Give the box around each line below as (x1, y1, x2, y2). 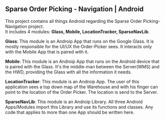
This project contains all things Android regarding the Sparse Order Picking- (5, 18, 161, 24)
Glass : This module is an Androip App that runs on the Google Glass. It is (5, 38, 154, 44)
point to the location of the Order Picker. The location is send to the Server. (5, 89, 158, 95)
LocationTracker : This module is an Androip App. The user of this (5, 78, 140, 84)
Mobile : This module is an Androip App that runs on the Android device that (5, 58, 160, 64)
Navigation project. (5, 23, 44, 29)
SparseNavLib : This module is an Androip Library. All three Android (5, 99, 143, 105)
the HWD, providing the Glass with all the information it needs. (5, 69, 132, 75)
